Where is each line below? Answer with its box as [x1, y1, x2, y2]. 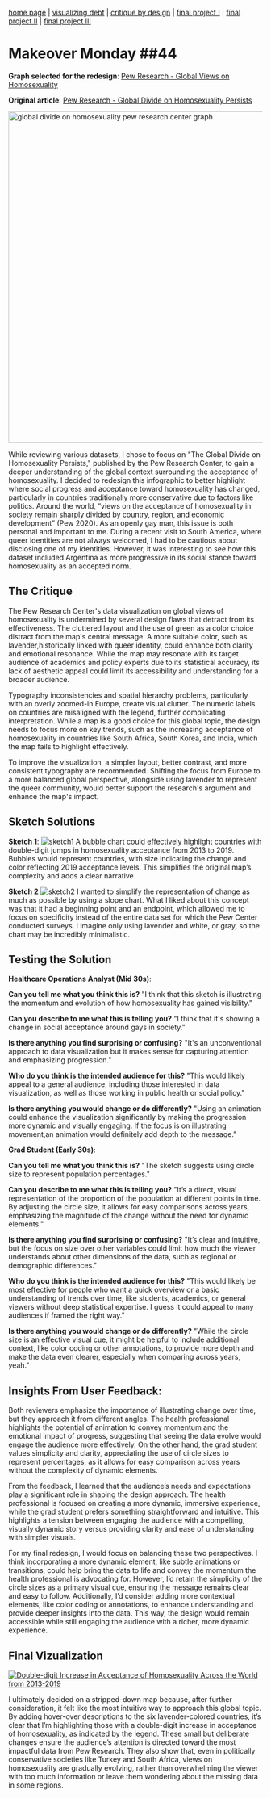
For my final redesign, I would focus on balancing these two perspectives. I [8, 1549, 258, 1558]
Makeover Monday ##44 [8, 44, 177, 63]
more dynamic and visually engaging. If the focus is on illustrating [8, 1121, 227, 1130]
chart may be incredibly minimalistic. [8, 929, 131, 939]
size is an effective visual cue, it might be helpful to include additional [8, 1335, 240, 1344]
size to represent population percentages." [8, 1169, 151, 1179]
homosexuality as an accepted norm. [8, 561, 131, 571]
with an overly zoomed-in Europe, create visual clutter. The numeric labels [8, 698, 256, 708]
